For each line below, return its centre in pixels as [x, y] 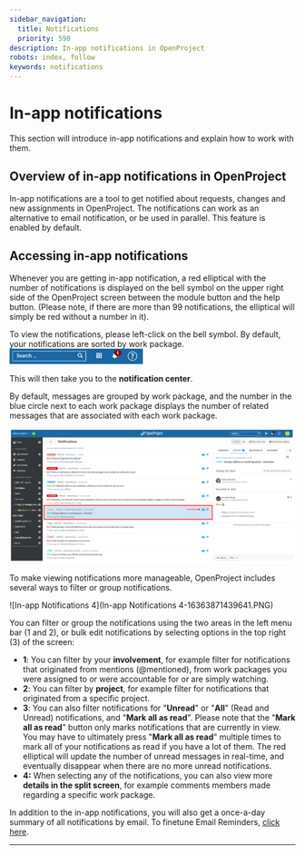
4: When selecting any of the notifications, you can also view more [148, 776]
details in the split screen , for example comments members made [146, 785]
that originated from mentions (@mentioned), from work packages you [155, 670]
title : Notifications [59, 29]
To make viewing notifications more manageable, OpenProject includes [143, 578]
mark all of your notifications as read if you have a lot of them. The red [154, 747]
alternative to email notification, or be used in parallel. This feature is [138, 217]
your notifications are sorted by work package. [97, 343]
